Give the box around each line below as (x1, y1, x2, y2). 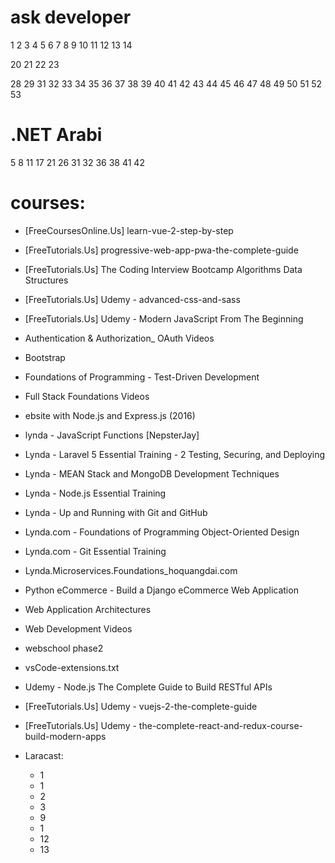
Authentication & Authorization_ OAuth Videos (24, 332, 215, 344)
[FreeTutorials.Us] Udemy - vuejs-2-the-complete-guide (24, 700, 258, 712)
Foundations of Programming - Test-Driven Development (24, 371, 260, 383)
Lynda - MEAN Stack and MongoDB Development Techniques (24, 467, 280, 480)
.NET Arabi (10, 124, 103, 146)
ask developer (10, 6, 132, 29)
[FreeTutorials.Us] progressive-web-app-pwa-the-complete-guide (24, 244, 299, 256)
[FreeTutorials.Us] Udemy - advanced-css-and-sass (24, 293, 241, 305)
